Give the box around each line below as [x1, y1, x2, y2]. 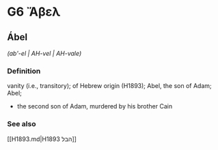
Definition [7, 66, 41, 76]
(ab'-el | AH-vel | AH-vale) [7, 49, 82, 57]
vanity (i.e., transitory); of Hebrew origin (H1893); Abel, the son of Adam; [7, 82, 212, 90]
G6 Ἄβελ [7, 4, 61, 20]
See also [7, 119, 36, 129]
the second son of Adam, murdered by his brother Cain [16, 102, 173, 110]
